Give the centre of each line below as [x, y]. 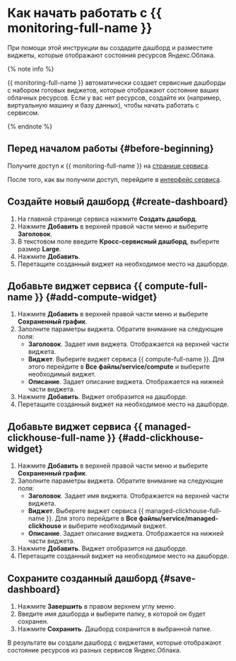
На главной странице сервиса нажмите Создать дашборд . [107, 219]
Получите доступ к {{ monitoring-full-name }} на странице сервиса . [108, 166]
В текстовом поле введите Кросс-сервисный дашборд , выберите [118, 241]
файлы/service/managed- [179, 519]
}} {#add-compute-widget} [96, 297]
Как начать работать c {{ [85, 13]
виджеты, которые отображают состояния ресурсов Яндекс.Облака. [111, 55]
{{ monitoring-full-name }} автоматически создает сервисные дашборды [117, 82]
